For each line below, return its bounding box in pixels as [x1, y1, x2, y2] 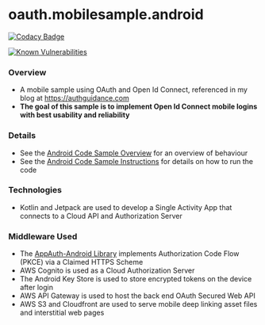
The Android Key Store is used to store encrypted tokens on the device [19, 274, 252, 284]
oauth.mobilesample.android [8, 6, 204, 24]
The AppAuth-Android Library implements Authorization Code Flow [19, 249, 240, 258]
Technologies [8, 185, 62, 196]
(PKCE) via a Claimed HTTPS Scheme [19, 258, 144, 267]
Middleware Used [8, 231, 78, 242]
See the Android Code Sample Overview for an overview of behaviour [19, 148, 248, 158]
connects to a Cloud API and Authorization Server [19, 211, 182, 220]
